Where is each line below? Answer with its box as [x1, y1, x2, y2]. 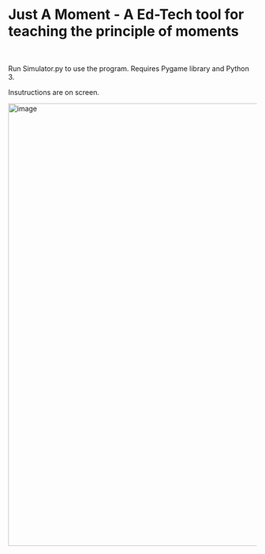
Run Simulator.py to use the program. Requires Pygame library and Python [8, 63, 250, 73]
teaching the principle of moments [8, 22, 239, 40]
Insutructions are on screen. [8, 87, 100, 96]
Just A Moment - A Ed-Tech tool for [8, 6, 244, 24]
